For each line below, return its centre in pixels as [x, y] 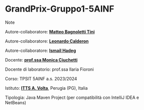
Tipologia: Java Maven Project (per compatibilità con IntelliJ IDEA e [72, 97]
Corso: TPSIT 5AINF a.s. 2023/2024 [41, 79]
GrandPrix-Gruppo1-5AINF [60, 9]
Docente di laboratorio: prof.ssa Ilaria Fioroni [49, 69]
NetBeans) [16, 102]
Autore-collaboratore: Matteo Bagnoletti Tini [50, 31]
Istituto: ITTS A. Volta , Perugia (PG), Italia [47, 88]
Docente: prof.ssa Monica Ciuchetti [41, 60]
